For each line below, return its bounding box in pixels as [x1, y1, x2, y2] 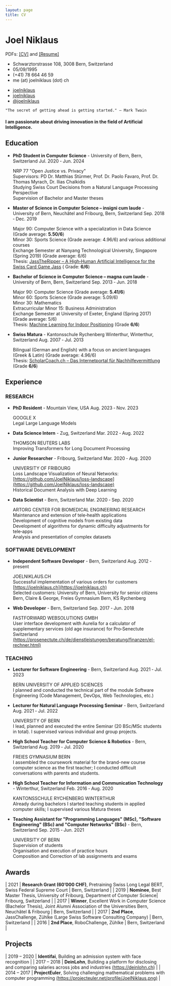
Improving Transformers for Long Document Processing [12, 445, 130, 451]
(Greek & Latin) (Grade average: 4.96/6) [12, 352, 97, 358]
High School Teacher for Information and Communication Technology [12, 780, 163, 786]
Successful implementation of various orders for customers [12, 578, 138, 585]
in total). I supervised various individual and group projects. [12, 729, 137, 735]
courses [12, 242, 30, 248]
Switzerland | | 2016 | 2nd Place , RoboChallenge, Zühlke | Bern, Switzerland [5, 919, 165, 925]
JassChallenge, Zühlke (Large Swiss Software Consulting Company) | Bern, [5, 914, 164, 920]
